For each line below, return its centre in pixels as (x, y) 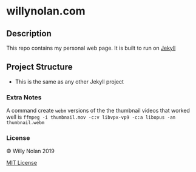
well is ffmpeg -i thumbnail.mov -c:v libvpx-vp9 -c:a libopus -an (91, 117)
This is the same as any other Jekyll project (69, 81)
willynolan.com (46, 11)
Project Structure (39, 67)
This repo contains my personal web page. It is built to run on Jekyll (91, 48)
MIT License (22, 163)
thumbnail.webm (25, 123)
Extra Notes (24, 97)
